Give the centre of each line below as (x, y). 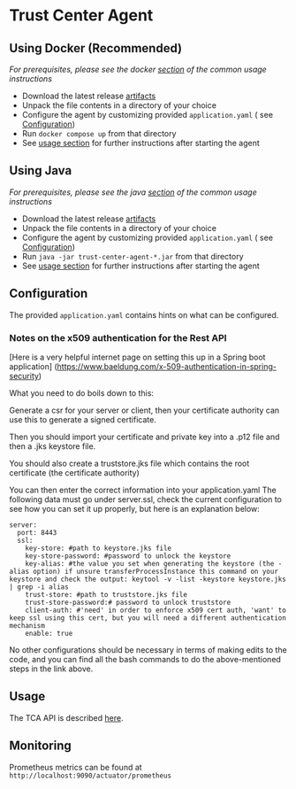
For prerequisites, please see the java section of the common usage (133, 192)
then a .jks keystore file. (53, 446)
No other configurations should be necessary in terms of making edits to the (148, 650)
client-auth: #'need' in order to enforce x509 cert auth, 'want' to (156, 610)
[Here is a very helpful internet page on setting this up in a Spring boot (137, 357)
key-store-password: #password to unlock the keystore (128, 556)
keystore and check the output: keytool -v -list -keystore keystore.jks (148, 579)
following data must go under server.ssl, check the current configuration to (146, 499)
